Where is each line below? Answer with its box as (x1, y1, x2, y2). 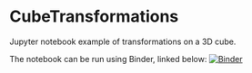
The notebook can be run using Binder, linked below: (9, 53, 207, 64)
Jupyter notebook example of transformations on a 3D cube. (9, 36, 237, 47)
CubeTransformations (9, 6, 179, 27)
